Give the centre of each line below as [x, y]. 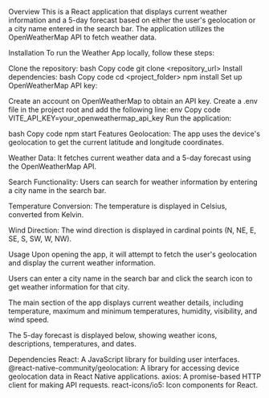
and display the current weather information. [82, 263]
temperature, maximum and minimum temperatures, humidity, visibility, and [133, 311]
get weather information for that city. [69, 287]
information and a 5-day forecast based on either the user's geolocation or [132, 20]
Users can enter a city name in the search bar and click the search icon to [130, 278]
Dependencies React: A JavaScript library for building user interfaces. [124, 359]
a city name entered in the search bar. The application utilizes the [116, 29]
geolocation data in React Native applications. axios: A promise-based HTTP [135, 376]
